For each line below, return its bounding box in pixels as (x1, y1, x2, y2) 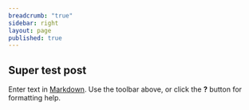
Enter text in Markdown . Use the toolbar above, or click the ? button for (8, 84, 242, 94)
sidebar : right (8, 19, 59, 27)
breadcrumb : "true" (8, 11, 73, 20)
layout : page (8, 26, 52, 34)
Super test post (8, 63, 87, 77)
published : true (8, 33, 62, 42)
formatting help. (8, 93, 61, 103)
